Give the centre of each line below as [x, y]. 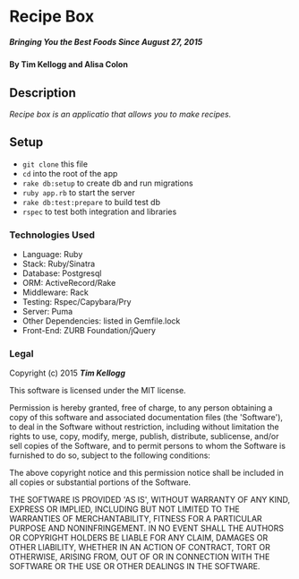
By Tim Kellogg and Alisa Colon [68, 65]
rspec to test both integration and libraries [99, 212]
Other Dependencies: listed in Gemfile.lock [101, 321]
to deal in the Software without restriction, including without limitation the [144, 427]
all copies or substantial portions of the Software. [100, 482]
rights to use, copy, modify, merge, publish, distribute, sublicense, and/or [144, 436]
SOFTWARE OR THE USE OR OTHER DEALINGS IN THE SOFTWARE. [135, 566]
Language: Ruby [52, 255]
